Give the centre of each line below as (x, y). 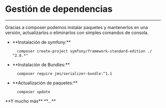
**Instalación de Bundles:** (41, 65)
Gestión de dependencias (59, 9)
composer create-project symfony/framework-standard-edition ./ (84, 51)
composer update (34, 92)
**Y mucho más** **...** (30, 101)
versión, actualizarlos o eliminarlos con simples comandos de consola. (77, 33)
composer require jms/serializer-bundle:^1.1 (64, 73)
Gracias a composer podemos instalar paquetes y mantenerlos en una (77, 27)
